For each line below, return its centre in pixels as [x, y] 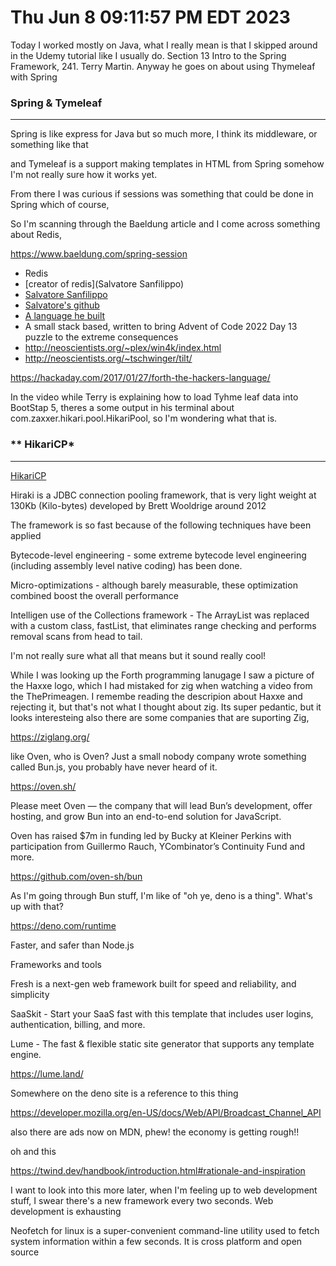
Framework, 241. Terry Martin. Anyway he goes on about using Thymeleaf [163, 66]
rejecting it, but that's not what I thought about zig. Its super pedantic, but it [166, 707]
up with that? [37, 906]
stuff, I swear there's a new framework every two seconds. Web [142, 1200]
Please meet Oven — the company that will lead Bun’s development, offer [161, 805]
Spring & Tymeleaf [56, 103]
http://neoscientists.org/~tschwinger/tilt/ [108, 358]
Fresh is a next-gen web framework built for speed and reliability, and [153, 983]
